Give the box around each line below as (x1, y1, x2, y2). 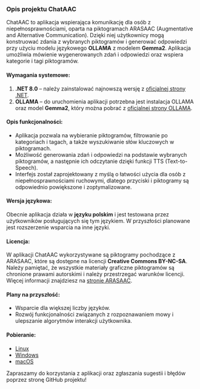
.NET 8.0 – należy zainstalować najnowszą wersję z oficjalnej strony (15, 84, 186, 92)
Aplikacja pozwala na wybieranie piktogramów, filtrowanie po (15, 131, 168, 139)
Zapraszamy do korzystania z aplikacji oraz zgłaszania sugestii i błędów (6, 370, 186, 377)
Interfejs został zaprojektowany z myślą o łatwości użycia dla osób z (15, 170, 186, 177)
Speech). (15, 164, 38, 171)
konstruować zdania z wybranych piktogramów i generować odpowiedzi (6, 38, 187, 46)
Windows (15, 351, 39, 359)
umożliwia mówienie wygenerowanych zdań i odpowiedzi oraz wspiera (6, 51, 184, 58)
